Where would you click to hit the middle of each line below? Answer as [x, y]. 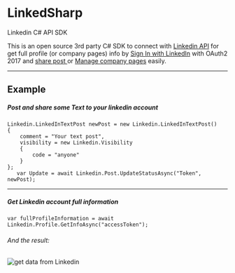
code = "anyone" [56, 155]
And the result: [29, 240]
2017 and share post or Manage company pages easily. [87, 60]
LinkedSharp [45, 13]
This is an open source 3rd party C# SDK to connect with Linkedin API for [113, 46]
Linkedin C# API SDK [37, 32]
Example [27, 89]
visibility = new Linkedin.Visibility [76, 143]
